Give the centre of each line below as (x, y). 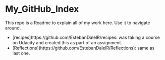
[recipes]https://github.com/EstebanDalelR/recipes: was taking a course (86, 37)
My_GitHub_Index (42, 9)
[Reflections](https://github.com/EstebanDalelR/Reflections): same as (83, 48)
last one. (21, 53)
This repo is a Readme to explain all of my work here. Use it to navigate (78, 23)
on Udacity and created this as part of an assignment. (67, 42)
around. (13, 28)
